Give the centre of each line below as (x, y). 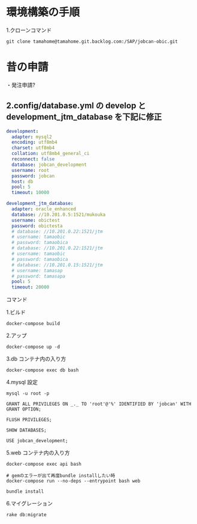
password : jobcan (33, 176)
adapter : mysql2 (32, 137)
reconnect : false (33, 159)
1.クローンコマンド (29, 30)
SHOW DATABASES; (26, 430)
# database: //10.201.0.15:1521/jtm (57, 265)
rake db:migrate (26, 515)
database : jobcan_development (49, 165)
